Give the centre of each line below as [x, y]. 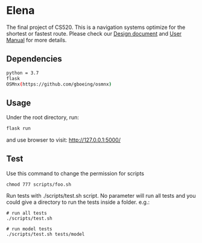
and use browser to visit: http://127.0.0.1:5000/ [63, 140]
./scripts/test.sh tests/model [46, 234]
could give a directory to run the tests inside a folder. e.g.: [78, 202]
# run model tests [29, 229]
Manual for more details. [36, 40]
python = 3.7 [23, 73]
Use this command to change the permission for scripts [75, 173]
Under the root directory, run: [43, 118]
